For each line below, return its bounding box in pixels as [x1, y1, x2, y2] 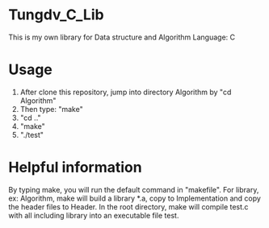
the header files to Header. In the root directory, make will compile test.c [8, 201, 249, 211]
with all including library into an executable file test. [8, 210, 179, 220]
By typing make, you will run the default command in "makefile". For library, [8, 184, 259, 194]
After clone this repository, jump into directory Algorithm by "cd [19, 87, 232, 97]
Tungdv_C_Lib [8, 6, 104, 24]
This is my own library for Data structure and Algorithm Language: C [8, 32, 236, 42]
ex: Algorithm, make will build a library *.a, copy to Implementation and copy [8, 193, 261, 203]
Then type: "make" [19, 104, 83, 114]
